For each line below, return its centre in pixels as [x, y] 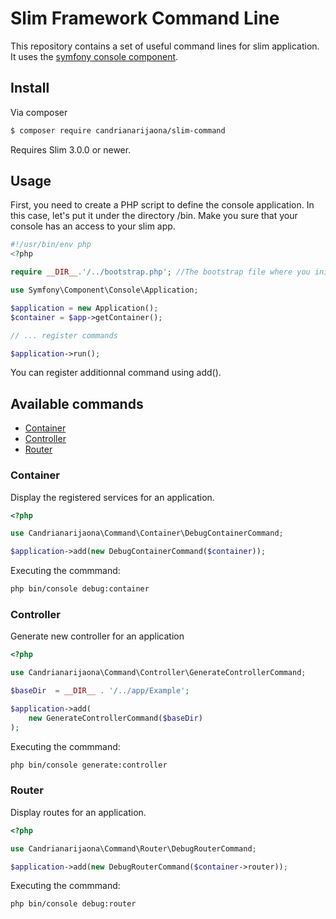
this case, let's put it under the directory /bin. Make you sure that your [154, 216]
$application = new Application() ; [84, 308]
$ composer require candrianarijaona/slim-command [118, 130]
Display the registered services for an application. [112, 497]
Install [30, 88]
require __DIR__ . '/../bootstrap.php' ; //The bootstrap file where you [160, 272]
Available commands [77, 403]
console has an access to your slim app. [93, 226]
